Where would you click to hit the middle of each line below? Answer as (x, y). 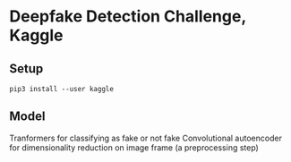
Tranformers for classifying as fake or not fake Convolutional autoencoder (145, 138)
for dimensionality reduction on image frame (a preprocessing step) (134, 147)
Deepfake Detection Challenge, (128, 17)
